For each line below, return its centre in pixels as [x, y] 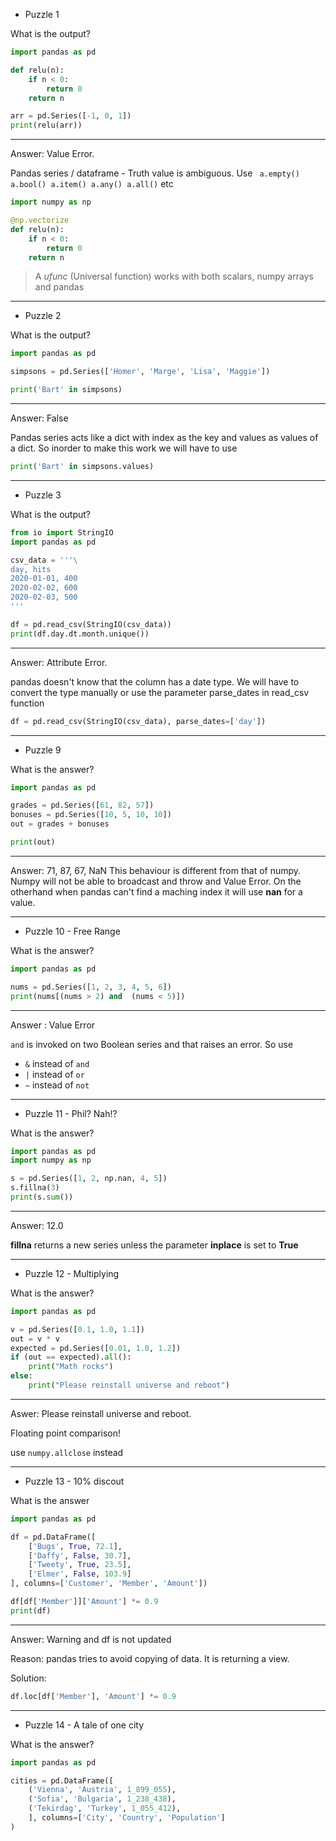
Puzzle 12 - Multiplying [72, 1273]
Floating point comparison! [66, 1433]
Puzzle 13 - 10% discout [74, 1481]
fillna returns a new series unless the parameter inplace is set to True [154, 1245]
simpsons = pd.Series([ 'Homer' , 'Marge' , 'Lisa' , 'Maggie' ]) [140, 372]
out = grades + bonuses [60, 824]
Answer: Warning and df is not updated [91, 1639]
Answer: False [39, 418]
